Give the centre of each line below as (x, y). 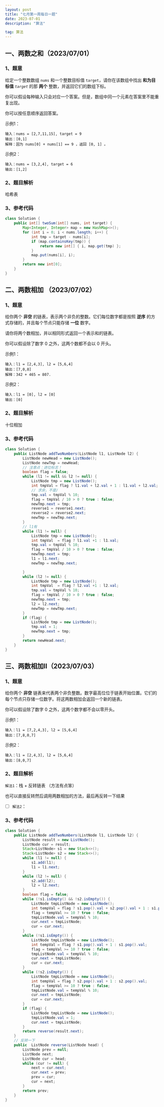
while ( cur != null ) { (46, 1063)
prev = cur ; (43, 1077)
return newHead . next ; (45, 640)
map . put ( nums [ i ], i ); (53, 255)
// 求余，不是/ (45, 490)
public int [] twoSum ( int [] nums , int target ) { (63, 223)
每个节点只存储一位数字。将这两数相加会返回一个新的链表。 (65, 699)
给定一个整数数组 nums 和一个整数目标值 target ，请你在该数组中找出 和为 (78, 80)
